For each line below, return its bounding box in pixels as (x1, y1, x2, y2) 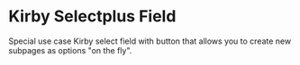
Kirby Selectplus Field (8, 6, 177, 27)
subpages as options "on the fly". (8, 45, 132, 55)
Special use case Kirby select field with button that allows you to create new (8, 36, 292, 46)
